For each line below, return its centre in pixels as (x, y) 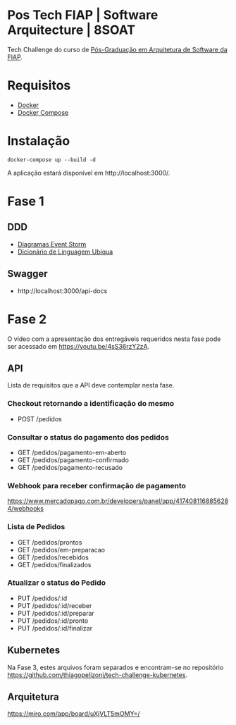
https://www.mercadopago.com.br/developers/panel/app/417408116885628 (118, 501)
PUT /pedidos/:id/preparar (56, 613)
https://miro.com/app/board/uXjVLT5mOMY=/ (74, 714)
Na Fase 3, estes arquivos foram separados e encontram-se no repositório (116, 667)
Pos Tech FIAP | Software (83, 15)
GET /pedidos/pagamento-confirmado (73, 460)
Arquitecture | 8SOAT (72, 30)
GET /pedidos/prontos (50, 542)
